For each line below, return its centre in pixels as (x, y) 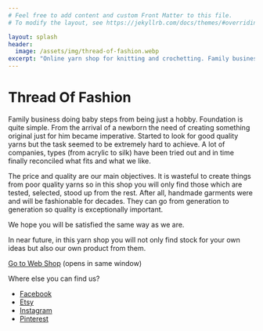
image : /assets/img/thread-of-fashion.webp (87, 52)
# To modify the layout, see (56, 23)
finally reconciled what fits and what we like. (79, 161)
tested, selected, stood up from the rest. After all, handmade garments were (130, 192)
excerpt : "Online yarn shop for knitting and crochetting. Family (119, 59)
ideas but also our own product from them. (77, 248)
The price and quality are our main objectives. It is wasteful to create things (130, 176)
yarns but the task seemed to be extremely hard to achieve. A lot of (117, 144)
